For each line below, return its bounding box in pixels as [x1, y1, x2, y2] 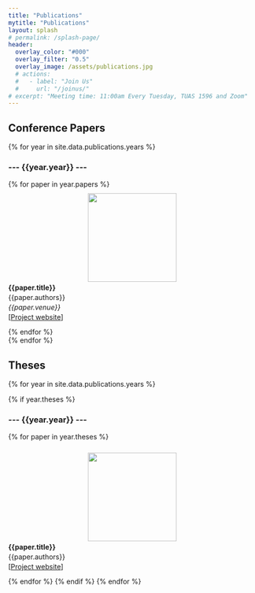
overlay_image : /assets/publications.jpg [15, 63, 153, 71]
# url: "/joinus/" [15, 84, 90, 93]
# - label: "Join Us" [15, 77, 93, 85]
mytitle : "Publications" [8, 19, 90, 27]
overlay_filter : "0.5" [15, 56, 90, 64]
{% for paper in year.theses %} [8, 432, 109, 442]
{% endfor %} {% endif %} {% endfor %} [8, 576, 142, 587]
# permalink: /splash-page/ [8, 33, 101, 42]
